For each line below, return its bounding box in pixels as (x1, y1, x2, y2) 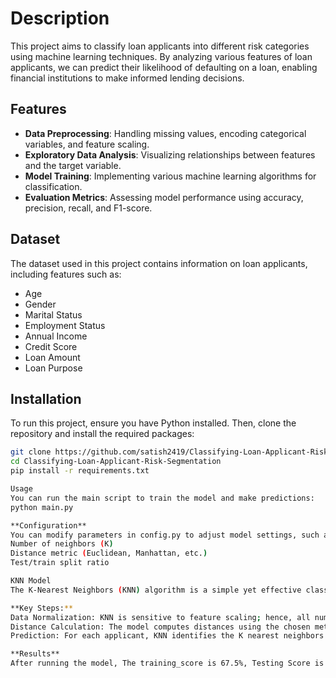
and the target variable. (24, 159, 122, 171)
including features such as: (10, 268, 122, 280)
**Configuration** (10, 520, 87, 531)
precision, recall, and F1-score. (24, 202, 153, 214)
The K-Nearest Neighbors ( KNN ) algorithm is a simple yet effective (10, 585, 302, 595)
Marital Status (24, 308, 83, 321)
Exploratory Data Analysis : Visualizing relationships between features (24, 148, 316, 161)
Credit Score (24, 340, 78, 352)
